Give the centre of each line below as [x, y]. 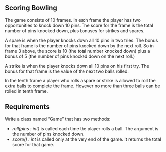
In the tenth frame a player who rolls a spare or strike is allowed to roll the [80, 80]
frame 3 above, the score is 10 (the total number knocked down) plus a [78, 51]
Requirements [27, 107]
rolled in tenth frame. [27, 91]
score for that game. [33, 144]
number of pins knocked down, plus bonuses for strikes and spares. [75, 31]
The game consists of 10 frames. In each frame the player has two [73, 20]
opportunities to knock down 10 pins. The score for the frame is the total [79, 25]
